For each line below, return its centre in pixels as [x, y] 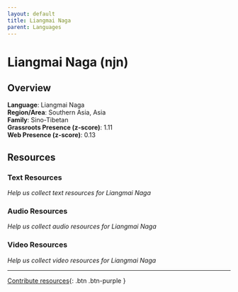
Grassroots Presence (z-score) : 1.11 [60, 127]
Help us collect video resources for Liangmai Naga [82, 260]
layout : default [31, 14]
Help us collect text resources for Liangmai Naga [79, 193]
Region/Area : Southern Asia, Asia [57, 112]
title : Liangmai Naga [39, 21]
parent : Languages [34, 27]
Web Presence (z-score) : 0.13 [51, 135]
